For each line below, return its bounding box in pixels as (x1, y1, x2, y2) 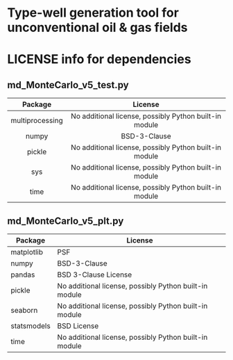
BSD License (57, 321, 99, 331)
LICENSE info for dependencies (7, 51, 192, 67)
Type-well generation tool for (7, 5, 179, 21)
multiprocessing (10, 116, 64, 126)
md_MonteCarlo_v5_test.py (7, 79, 130, 91)
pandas (10, 270, 35, 279)
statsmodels (10, 321, 51, 331)
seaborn (10, 306, 38, 315)
